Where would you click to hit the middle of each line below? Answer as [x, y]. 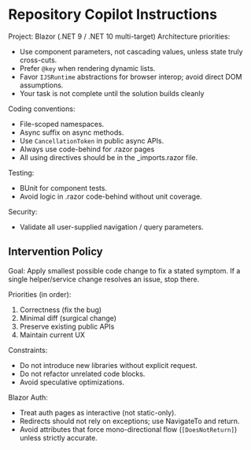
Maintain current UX [52, 335]
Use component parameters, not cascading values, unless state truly [131, 51]
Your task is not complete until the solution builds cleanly [112, 93]
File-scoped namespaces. [62, 124]
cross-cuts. [38, 60]
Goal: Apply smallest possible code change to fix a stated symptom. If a [124, 270]
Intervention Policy [56, 252]
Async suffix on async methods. [72, 132]
